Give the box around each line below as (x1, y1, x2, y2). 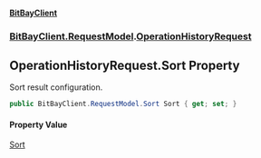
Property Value (9, 119, 68, 130)
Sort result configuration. (9, 82, 103, 93)
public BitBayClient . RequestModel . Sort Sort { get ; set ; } (9, 100, 237, 109)
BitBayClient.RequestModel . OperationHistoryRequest (9, 30, 252, 43)
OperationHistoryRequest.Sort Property (9, 57, 240, 73)
